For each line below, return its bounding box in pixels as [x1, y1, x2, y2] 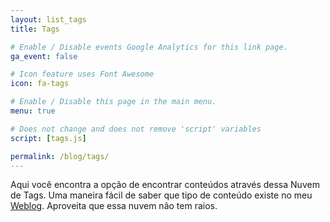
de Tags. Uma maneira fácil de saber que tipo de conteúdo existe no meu [10, 189, 313, 201]
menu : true [10, 106, 56, 116]
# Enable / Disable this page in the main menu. [10, 97, 217, 107]
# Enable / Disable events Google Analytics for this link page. [10, 42, 288, 52]
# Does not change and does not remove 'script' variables [10, 124, 262, 134]
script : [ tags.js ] [10, 133, 87, 143]
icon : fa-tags [10, 79, 70, 89]
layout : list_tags [10, 14, 87, 25]
